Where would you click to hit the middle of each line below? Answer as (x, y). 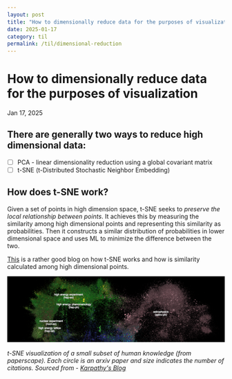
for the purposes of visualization (103, 94)
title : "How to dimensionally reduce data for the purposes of (100, 22)
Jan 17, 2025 (25, 113)
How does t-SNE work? (58, 192)
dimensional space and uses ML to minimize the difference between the (109, 238)
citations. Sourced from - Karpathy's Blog (67, 368)
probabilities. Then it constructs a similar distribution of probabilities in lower (116, 231)
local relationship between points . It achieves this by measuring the (103, 216)
